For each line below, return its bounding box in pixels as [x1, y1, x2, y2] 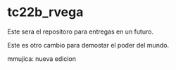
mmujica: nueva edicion [7, 54, 76, 63]
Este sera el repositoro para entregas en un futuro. [7, 27, 153, 36]
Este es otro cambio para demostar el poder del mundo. [7, 41, 170, 49]
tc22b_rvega [7, 4, 84, 20]
